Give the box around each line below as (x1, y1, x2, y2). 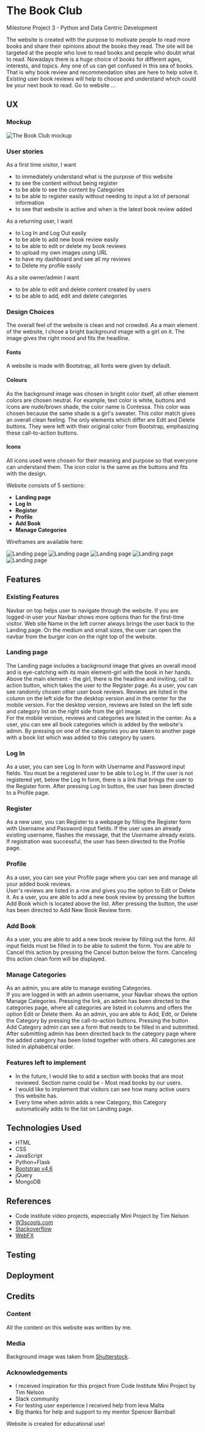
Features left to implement (6, 1058, 87, 1067)
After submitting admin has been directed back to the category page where (6, 1030, 196, 1037)
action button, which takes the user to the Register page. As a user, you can (6, 681, 198, 689)
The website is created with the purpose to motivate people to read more (6, 36, 191, 43)
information (15, 199, 45, 206)
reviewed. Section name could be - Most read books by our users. (15, 1078, 182, 1086)
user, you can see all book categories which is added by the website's (6, 721, 184, 728)
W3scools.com (15, 1219, 53, 1226)
